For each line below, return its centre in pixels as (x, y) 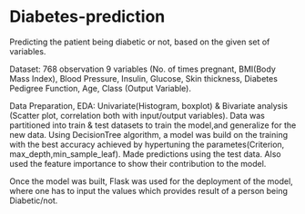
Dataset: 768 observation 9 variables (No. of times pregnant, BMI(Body (142, 69)
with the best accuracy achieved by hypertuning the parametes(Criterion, (147, 144)
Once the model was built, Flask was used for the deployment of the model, (151, 181)
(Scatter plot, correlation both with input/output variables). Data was (137, 115)
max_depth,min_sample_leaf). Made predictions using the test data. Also (145, 154)
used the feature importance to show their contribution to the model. (138, 163)
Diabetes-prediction (87, 17)
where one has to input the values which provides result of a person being (149, 190)
